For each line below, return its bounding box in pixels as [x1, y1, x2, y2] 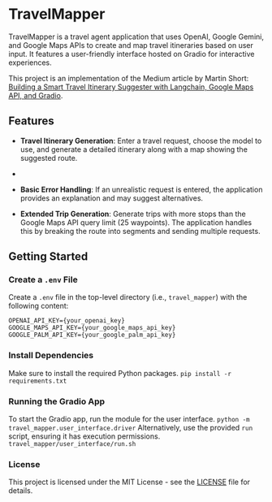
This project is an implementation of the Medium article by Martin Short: [8, 73, 249, 83]
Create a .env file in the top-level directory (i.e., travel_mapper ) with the [8, 292, 248, 302]
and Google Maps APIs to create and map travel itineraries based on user [8, 40, 253, 50]
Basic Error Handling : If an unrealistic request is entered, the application [19, 184, 263, 194]
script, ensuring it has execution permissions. [8, 431, 161, 441]
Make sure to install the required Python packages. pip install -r [8, 368, 231, 378]
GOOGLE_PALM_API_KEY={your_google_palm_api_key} [8, 331, 176, 340]
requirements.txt [8, 377, 67, 385]
